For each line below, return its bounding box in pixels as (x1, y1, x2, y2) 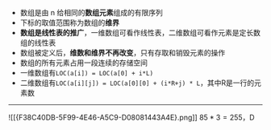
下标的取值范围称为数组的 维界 (19, 18, 119, 27)
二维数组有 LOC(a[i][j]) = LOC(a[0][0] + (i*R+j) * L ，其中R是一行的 (19, 78, 255, 87)
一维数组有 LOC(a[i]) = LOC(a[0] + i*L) (19, 68, 154, 77)
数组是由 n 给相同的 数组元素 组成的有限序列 (19, 8, 163, 17)
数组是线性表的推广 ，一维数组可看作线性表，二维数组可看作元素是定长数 (19, 28, 261, 37)
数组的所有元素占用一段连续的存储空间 (19, 58, 148, 67)
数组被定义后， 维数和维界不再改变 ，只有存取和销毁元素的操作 (19, 48, 226, 57)
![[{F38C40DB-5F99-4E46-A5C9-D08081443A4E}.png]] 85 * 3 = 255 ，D (8, 112, 256, 122)
